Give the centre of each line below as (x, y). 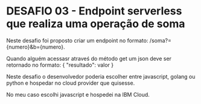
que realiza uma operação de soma (96, 24)
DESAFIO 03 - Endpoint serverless (94, 11)
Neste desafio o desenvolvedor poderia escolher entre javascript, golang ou (101, 76)
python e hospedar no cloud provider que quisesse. (71, 83)
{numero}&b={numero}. (36, 47)
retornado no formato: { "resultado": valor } (60, 65)
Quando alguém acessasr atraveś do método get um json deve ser (89, 58)
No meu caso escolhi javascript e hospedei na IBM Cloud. (78, 94)
